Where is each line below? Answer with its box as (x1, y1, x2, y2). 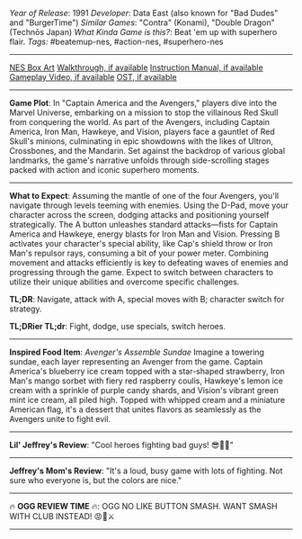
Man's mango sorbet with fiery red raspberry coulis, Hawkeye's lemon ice (9, 375, 283, 386)
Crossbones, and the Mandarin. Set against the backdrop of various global (9, 146, 286, 156)
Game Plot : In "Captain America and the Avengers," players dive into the (9, 98, 277, 108)
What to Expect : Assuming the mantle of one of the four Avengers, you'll (9, 191, 280, 201)
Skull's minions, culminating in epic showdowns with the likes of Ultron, (9, 136, 274, 147)
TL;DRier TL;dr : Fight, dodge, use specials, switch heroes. (9, 321, 226, 331)
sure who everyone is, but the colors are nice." (9, 475, 182, 485)
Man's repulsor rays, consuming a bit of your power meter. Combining (9, 247, 269, 258)
